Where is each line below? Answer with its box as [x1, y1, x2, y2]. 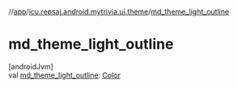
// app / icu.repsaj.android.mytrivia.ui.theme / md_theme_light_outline [8, 7, 229, 16]
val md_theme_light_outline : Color [8, 70, 121, 80]
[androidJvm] [8, 61, 54, 71]
